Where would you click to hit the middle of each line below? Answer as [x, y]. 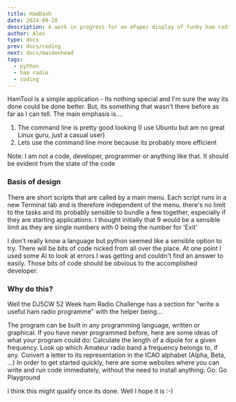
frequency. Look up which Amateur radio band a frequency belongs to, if [112, 347]
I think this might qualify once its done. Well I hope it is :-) [90, 391]
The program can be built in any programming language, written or [104, 325]
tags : [15, 60]
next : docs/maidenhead [40, 53]
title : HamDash [29, 14]
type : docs [23, 40]
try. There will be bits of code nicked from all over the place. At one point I [114, 248]
